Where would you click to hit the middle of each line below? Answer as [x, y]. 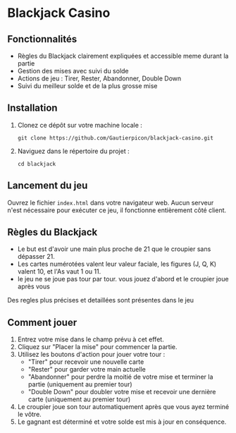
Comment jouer [42, 322]
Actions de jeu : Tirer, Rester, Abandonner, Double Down [99, 78]
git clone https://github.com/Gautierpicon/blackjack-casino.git [115, 138]
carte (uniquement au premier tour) [79, 399]
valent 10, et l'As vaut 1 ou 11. [59, 272]
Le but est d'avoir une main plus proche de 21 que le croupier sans [114, 249]
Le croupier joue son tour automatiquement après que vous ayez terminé [123, 407]
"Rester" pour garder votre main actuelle [87, 370]
